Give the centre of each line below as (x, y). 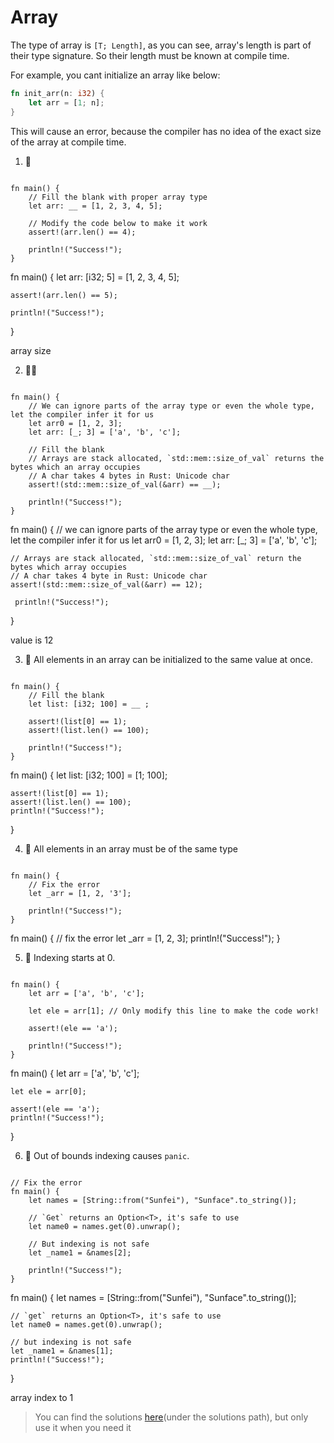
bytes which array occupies (69, 567)
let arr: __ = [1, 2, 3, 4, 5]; (95, 206)
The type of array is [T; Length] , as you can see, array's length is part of (161, 45)
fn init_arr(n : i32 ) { (57, 93)
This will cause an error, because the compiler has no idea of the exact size (166, 131)
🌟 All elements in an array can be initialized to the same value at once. (168, 659)
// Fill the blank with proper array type (118, 197)
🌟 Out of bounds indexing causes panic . (107, 1155)
